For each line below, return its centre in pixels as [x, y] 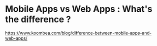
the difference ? [38, 19]
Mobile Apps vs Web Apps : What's [79, 9]
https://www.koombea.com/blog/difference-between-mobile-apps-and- [78, 33]
